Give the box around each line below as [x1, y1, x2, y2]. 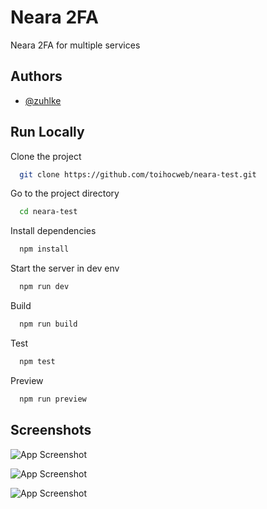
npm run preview [19, 394, 87, 404]
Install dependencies [10, 225, 97, 237]
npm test [19, 356, 56, 366]
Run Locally [10, 124, 85, 141]
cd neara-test [19, 207, 78, 217]
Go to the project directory [10, 187, 120, 200]
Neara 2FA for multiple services [10, 39, 141, 51]
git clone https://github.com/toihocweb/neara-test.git [19, 169, 257, 180]
